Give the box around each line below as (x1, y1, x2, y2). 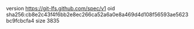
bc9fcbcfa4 (6, 17, 35, 24)
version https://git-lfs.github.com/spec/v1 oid (6, 5, 115, 12)
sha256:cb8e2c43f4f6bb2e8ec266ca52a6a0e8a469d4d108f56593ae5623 (6, 11, 189, 18)
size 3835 (35, 17, 60, 24)
